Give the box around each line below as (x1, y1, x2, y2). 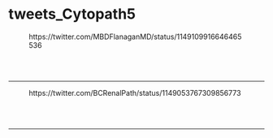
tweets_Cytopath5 (8, 5, 136, 24)
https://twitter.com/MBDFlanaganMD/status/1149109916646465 (28, 32, 242, 41)
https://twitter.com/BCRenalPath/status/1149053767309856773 (28, 88, 241, 97)
